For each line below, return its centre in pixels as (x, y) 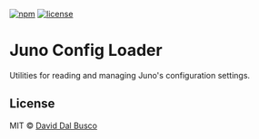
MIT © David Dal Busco (54, 125)
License (32, 104)
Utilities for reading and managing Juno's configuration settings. (130, 75)
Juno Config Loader (86, 51)
